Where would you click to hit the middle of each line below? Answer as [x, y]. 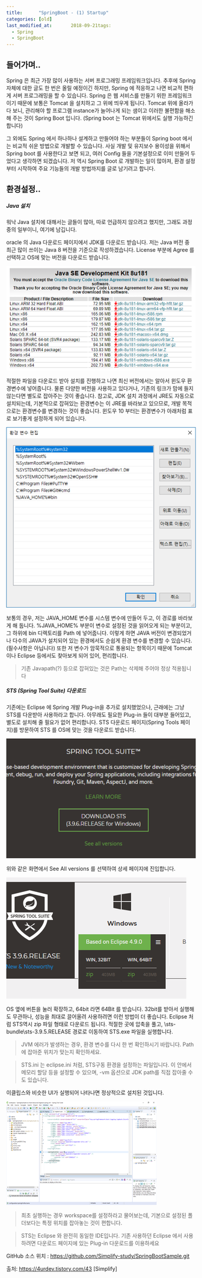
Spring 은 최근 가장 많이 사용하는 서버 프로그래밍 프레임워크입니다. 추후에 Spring [101, 80]
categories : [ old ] [29, 19]
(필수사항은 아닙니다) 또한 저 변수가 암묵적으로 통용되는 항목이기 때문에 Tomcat [99, 648]
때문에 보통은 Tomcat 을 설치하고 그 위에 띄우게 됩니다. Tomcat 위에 [97, 103]
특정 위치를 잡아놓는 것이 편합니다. [82, 1223]
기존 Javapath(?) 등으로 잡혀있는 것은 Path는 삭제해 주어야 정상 [96, 668]
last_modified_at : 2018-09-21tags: [59, 25]
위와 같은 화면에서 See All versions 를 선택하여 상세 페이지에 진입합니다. [91, 868]
